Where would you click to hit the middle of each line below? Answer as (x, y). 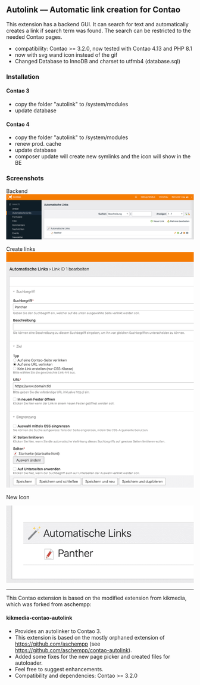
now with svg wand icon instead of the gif (66, 55)
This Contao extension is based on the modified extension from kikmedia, (96, 598)
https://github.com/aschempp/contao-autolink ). (73, 650)
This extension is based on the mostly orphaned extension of (90, 637)
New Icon (18, 497)
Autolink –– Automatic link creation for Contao (93, 10)
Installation (23, 76)
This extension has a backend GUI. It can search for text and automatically (97, 24)
